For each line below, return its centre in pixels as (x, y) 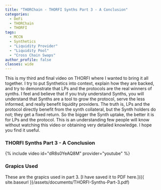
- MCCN (16, 37)
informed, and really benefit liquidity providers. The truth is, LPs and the (78, 104)
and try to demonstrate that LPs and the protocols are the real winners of (79, 89)
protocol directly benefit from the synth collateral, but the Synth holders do (80, 109)
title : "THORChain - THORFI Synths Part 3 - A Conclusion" (67, 10)
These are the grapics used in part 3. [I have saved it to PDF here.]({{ (75, 177)
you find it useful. (23, 130)
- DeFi (16, 19)
